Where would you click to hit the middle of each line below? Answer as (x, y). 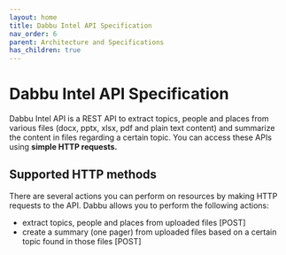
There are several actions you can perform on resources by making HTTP (143, 196)
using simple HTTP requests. (63, 147)
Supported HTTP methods (83, 175)
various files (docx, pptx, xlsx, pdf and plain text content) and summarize (142, 128)
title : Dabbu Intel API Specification (81, 26)
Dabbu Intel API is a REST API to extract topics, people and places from (139, 119)
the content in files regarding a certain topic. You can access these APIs (141, 137)
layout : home (33, 17)
